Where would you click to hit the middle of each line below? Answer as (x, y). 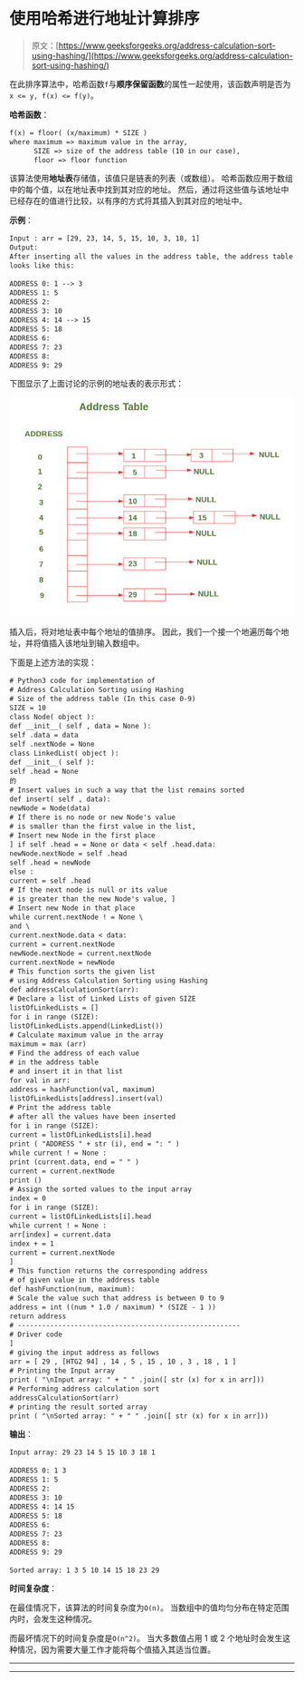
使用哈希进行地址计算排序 (105, 19)
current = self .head (50, 881)
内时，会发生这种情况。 (53, 1619)
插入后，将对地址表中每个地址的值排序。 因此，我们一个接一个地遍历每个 (145, 632)
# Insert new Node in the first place (82, 836)
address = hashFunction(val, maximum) (82, 1090)
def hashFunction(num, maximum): (72, 1289)
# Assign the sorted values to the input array (101, 1189)
